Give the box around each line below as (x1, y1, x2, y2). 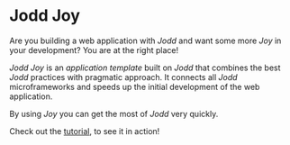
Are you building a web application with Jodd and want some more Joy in (9, 35, 282, 46)
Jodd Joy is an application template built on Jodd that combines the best (9, 62, 281, 73)
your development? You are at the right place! (9, 44, 178, 55)
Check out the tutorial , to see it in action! (9, 125, 160, 136)
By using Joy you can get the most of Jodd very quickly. (9, 108, 219, 119)
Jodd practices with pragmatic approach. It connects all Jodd (9, 71, 238, 82)
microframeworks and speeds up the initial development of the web (9, 81, 260, 92)
